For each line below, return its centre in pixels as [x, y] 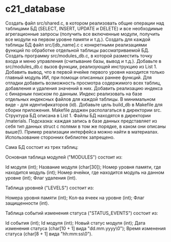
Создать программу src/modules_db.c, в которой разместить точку [79, 56]
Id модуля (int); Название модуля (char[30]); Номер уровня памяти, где [83, 167]
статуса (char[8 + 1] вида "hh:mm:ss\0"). [49, 234]
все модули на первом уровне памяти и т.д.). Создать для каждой [78, 39]
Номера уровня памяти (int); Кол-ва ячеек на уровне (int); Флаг [75, 197]
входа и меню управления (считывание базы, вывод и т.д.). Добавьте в [83, 61]
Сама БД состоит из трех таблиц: [42, 147]
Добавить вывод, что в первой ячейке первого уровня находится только [85, 72]
